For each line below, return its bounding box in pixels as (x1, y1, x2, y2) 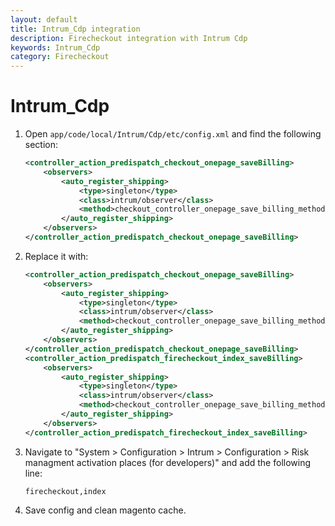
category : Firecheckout (10, 52, 110, 62)
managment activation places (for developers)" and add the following (24, 456, 312, 468)
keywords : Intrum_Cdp (10, 42, 101, 53)
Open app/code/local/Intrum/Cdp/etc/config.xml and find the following (24, 128, 322, 140)
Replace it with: (24, 250, 89, 262)
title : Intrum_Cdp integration (10, 24, 141, 34)
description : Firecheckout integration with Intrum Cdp (10, 33, 248, 43)
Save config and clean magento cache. (24, 504, 187, 516)
